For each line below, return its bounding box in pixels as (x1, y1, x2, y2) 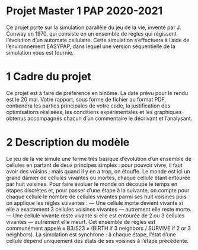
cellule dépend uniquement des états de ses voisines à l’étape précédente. (6, 237, 189, 244)
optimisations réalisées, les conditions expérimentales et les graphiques (6, 108, 182, 115)
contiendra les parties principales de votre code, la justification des (6, 102, 171, 109)
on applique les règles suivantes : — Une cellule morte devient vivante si (6, 199, 184, 206)
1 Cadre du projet (6, 70, 92, 84)
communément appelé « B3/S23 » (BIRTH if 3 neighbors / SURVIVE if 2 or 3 (6, 224, 191, 232)
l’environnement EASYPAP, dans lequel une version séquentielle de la (6, 43, 176, 50)
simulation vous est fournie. (6, 49, 74, 56)
